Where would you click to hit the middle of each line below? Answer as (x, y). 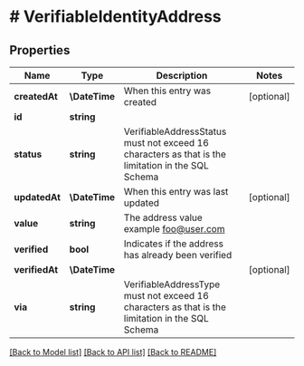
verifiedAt (36, 270)
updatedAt (38, 197)
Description (182, 76)
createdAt (36, 96)
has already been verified (178, 255)
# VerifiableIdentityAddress (115, 17)
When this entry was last (176, 192)
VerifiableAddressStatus (175, 131)
